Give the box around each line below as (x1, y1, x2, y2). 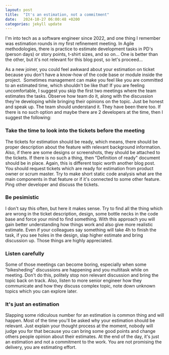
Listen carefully (5, 250, 44, 257)
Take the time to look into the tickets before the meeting (5, 127, 145, 134)
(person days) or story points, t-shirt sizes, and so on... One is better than (5, 51, 158, 57)
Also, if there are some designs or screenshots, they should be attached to (5, 149, 160, 155)
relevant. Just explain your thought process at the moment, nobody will (5, 323, 153, 329)
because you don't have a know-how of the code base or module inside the (5, 72, 163, 78)
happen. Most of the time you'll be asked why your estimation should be (5, 318, 155, 324)
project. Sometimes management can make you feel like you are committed (5, 77, 163, 83)
